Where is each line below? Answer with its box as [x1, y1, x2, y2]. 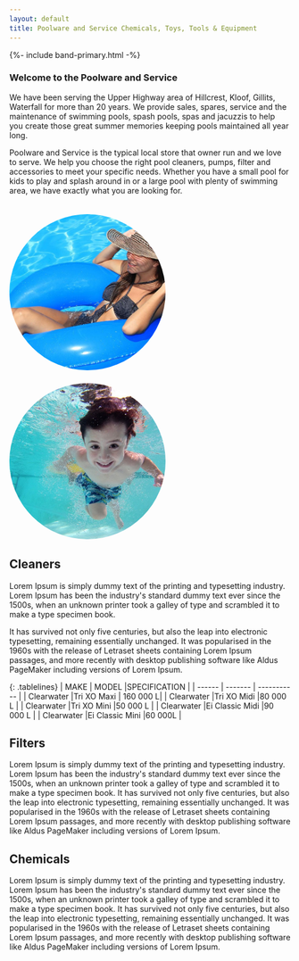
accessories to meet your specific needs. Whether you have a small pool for [9, 166, 289, 177]
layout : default [9, 14, 70, 23]
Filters [9, 736, 46, 750]
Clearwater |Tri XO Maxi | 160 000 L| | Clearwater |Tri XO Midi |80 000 [28, 691, 287, 701]
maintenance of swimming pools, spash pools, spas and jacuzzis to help [9, 111, 275, 121]
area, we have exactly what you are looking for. [9, 185, 183, 195]
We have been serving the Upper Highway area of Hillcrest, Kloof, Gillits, [9, 92, 276, 103]
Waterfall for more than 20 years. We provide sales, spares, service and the [9, 101, 287, 112]
